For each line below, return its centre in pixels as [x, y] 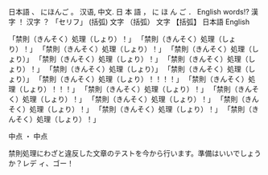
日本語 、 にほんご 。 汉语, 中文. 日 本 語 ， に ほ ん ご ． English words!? [129, 12]
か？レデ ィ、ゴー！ [41, 163]
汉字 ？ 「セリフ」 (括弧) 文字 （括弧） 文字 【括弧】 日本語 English [138, 22]
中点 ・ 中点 [28, 136]
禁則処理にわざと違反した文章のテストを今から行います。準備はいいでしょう [135, 153]
